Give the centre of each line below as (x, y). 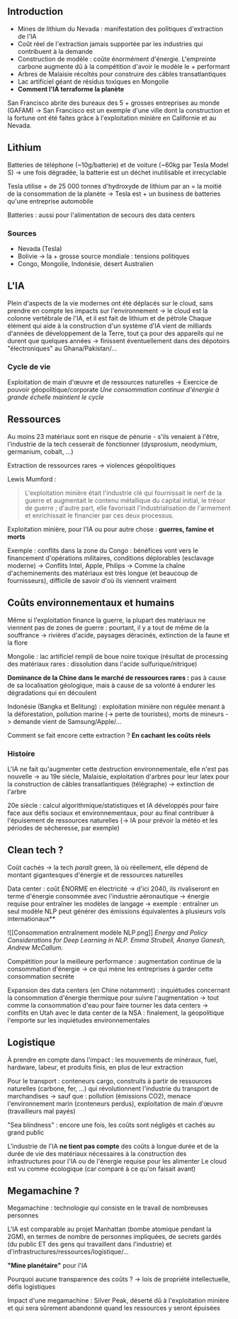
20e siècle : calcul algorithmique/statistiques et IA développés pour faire (113, 805)
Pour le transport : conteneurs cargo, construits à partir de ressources (110, 1081)
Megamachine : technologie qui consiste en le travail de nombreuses (108, 1208)
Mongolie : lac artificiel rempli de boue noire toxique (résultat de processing (118, 656)
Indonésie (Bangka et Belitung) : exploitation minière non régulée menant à (116, 706)
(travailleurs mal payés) (41, 1111)
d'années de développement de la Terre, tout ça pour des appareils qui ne (115, 333)
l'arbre (17, 791)
